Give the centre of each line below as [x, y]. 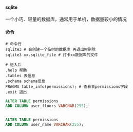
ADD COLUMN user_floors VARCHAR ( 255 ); [47, 106]
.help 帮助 [16, 70]
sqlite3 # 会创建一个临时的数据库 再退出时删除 [51, 50]
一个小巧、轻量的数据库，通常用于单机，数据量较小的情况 [66, 19]
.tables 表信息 [20, 76]
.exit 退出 [16, 92]
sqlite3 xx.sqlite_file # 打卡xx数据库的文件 [52, 55]
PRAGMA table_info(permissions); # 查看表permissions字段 [67, 87]
